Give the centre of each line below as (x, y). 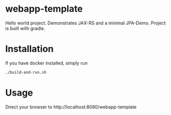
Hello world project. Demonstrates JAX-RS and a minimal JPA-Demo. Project (85, 23)
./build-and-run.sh (26, 72)
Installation (30, 49)
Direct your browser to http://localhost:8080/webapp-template (71, 107)
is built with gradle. (25, 28)
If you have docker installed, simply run (47, 63)
